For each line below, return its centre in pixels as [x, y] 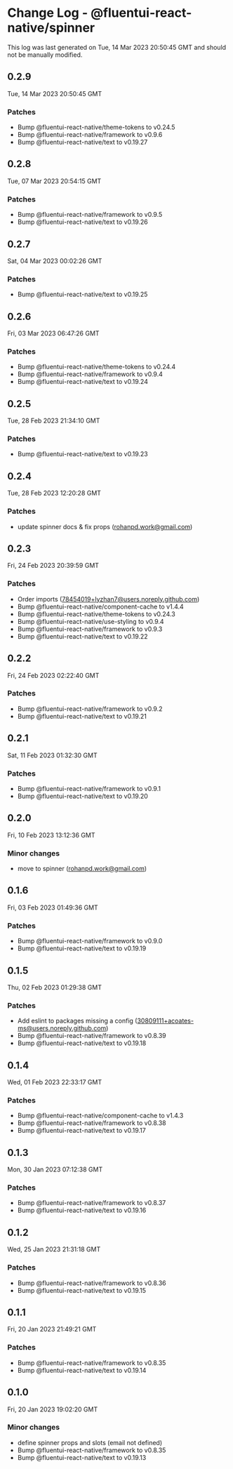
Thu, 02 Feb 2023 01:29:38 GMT [54, 987]
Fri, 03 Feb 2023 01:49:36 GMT [53, 908]
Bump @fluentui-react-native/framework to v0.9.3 [90, 629]
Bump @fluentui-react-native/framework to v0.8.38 [92, 1123]
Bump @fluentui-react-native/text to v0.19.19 [82, 948]
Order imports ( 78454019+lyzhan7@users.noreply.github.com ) [108, 599]
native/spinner [51, 28]
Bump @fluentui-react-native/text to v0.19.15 [81, 1290]
